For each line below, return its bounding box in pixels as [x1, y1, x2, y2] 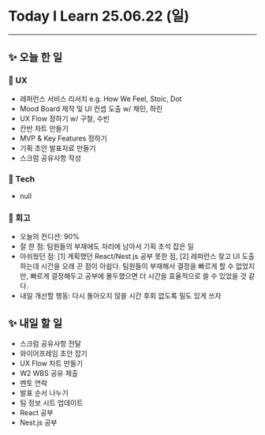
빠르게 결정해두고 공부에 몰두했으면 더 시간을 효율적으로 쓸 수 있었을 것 [30, 272, 247, 281]
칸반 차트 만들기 [19, 123, 69, 133]
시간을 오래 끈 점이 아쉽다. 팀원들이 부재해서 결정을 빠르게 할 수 [40, 261, 234, 271]
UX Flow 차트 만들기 [19, 358, 84, 368]
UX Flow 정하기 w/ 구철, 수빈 [19, 114, 110, 123]
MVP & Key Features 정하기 [19, 133, 108, 143]
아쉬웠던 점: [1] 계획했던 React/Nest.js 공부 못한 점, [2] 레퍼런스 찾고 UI [19, 252, 241, 261]
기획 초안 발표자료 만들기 [19, 143, 96, 152]
